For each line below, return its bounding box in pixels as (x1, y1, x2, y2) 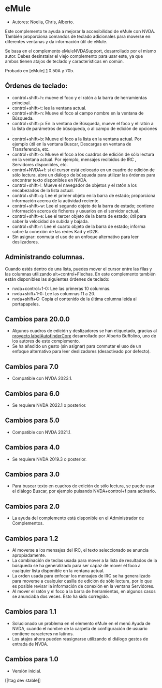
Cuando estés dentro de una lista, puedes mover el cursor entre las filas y (5, 266, 152, 272)
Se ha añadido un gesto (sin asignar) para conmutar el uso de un (12, 343, 142, 349)
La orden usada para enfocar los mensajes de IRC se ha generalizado (12, 573, 151, 579)
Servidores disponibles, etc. (12, 161, 68, 167)
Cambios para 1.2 (5, 534, 59, 543)
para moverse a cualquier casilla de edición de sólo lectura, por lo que (12, 578, 152, 584)
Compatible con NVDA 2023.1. (12, 375, 73, 381)
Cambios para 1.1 (5, 608, 57, 616)
